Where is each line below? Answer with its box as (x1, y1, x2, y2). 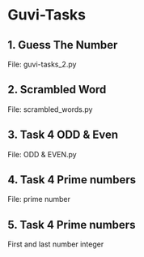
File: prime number (7, 195, 70, 204)
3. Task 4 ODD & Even (7, 128, 119, 142)
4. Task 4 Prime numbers (7, 173, 137, 187)
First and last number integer (7, 239, 104, 249)
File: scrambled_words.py (7, 104, 93, 114)
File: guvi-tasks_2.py (7, 59, 77, 69)
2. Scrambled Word (7, 83, 107, 96)
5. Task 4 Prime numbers (7, 217, 136, 232)
